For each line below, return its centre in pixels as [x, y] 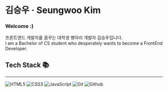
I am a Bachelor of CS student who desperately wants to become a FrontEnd [84, 43]
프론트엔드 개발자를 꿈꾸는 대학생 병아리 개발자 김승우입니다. [64, 37]
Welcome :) [19, 26]
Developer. [16, 48]
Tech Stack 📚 [27, 65]
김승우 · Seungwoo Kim [53, 10]
